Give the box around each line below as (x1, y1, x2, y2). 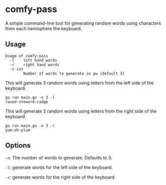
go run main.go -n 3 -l (5, 95, 55, 100)
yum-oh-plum (5, 127, 30, 133)
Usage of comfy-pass (5, 53, 49, 58)
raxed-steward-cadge (5, 99, 49, 104)
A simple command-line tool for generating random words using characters (5, 20, 161, 26)
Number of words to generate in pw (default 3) (23, 71, 125, 76)
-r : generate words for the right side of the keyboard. (5, 174, 116, 180)
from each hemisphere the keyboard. (5, 25, 82, 31)
